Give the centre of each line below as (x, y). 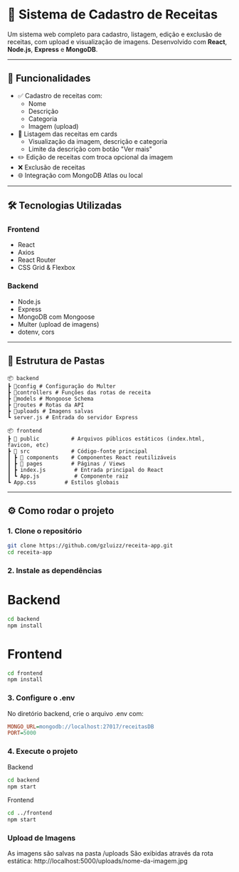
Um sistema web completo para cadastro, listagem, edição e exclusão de (115, 34)
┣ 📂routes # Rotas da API (46, 405)
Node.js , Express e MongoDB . (53, 49)
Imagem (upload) (53, 126)
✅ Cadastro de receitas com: (60, 95)
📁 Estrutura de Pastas (56, 361)
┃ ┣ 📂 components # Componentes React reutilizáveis (92, 457)
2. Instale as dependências (55, 570)
